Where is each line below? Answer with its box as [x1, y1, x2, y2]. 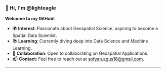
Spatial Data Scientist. [12, 33, 57, 38]
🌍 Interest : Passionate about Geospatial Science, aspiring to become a [12, 26, 158, 32]
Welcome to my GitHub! [5, 16, 55, 22]
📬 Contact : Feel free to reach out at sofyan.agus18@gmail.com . [12, 56, 144, 62]
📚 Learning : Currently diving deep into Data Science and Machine [12, 38, 148, 44]
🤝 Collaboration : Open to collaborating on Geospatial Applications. [12, 50, 149, 56]
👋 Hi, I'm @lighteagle [5, 4, 56, 11]
